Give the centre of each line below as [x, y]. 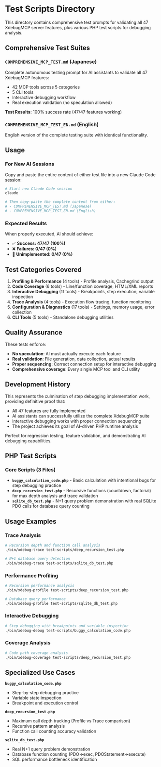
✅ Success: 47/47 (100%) [39, 243]
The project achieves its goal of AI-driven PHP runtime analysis [75, 426]
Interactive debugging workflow [44, 97]
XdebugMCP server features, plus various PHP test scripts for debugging [78, 27]
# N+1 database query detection [37, 559]
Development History [38, 384]
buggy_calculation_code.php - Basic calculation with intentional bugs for [84, 480]
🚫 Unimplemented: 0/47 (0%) [42, 254]
